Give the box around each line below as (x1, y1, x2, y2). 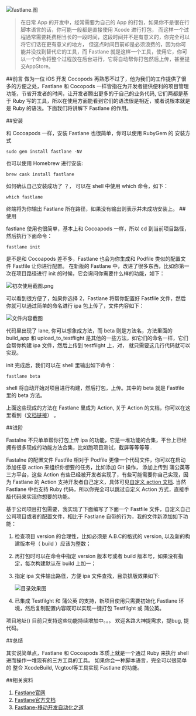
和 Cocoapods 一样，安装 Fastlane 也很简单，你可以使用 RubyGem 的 (6, 130, 174, 136)
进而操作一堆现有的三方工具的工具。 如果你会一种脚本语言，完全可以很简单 (6, 657, 187, 664)
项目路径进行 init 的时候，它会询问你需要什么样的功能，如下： (16, 270, 165, 277)
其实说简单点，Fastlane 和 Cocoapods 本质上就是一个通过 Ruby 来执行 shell (6, 650, 189, 656)
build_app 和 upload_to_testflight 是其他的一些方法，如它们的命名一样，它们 (6, 335, 188, 341)
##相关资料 (6, 677, 33, 684)
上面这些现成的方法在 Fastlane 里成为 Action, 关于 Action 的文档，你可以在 (6, 404, 185, 411)
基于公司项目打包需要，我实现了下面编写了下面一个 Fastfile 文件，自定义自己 (6, 506, 191, 512)
